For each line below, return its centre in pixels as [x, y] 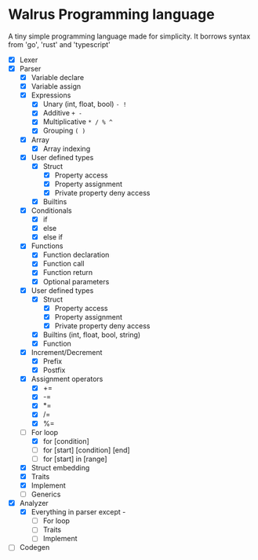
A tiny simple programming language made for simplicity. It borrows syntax [129, 36]
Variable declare [58, 78]
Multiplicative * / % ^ [78, 122]
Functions [47, 246]
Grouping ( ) [64, 130]
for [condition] [66, 441]
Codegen [35, 547]
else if [53, 237]
